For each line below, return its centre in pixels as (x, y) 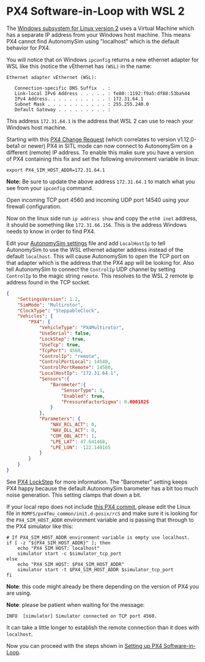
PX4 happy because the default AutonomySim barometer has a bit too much (102, 488)
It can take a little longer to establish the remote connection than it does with (103, 627)
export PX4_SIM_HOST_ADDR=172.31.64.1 (56, 170)
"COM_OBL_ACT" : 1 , (73, 436)
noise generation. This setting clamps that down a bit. (74, 495)
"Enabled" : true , (83, 396)
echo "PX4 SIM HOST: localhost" (58, 548)
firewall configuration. (34, 206)
